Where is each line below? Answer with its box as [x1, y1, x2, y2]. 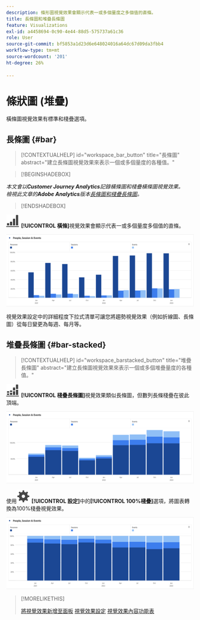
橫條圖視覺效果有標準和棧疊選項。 [6, 115, 90, 122]
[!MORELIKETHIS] [20, 595, 65, 602]
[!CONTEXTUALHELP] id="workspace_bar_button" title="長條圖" [20, 151, 180, 159]
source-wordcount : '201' [6, 54, 68, 60]
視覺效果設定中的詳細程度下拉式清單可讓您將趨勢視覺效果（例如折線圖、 [6, 313, 183, 320]
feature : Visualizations [6, 22, 68, 28]
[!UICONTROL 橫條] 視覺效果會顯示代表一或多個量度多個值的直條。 [20, 222, 185, 230]
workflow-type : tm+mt [6, 48, 60, 54]
